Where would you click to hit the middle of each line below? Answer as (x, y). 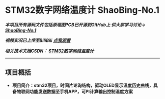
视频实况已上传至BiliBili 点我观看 (38, 40)
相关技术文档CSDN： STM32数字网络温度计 (50, 51)
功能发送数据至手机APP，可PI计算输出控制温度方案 (81, 91)
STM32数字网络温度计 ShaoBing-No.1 (82, 10)
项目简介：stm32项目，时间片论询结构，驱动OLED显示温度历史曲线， (83, 85)
